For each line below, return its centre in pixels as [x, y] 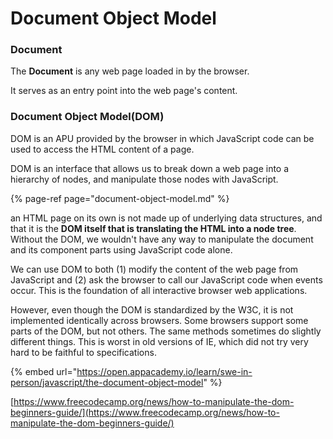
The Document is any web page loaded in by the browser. [130, 71]
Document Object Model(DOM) [87, 117]
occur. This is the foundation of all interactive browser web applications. [159, 290]
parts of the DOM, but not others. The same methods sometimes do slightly [166, 331]
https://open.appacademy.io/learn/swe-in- [164, 371]
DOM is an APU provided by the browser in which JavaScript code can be [162, 138]
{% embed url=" [44, 371]
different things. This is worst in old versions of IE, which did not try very [159, 341]
